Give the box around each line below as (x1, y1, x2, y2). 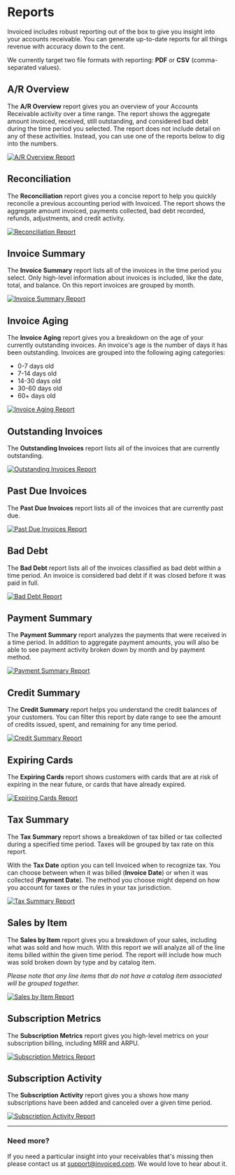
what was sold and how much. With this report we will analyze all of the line (7, 943, 225, 951)
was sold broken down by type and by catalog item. (7, 957, 156, 966)
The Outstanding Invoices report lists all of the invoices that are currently (7, 444, 220, 452)
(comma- (191, 55, 218, 64)
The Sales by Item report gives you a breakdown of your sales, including (7, 935, 217, 944)
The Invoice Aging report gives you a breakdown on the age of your (7, 334, 204, 342)
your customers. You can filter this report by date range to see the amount (7, 713, 222, 721)
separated (7, 63, 37, 71)
